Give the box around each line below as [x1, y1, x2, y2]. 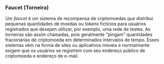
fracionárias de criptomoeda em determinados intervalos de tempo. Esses [5, 37, 159, 43]
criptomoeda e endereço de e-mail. [5, 53, 79, 59]
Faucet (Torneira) [5, 4, 49, 11]
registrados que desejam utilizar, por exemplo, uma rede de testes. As [5, 26, 151, 32]
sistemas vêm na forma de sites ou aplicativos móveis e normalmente [5, 42, 150, 48]
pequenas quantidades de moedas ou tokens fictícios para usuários [5, 21, 146, 27]
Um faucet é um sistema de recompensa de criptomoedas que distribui [5, 16, 153, 22]
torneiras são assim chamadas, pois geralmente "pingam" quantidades [5, 32, 153, 38]
